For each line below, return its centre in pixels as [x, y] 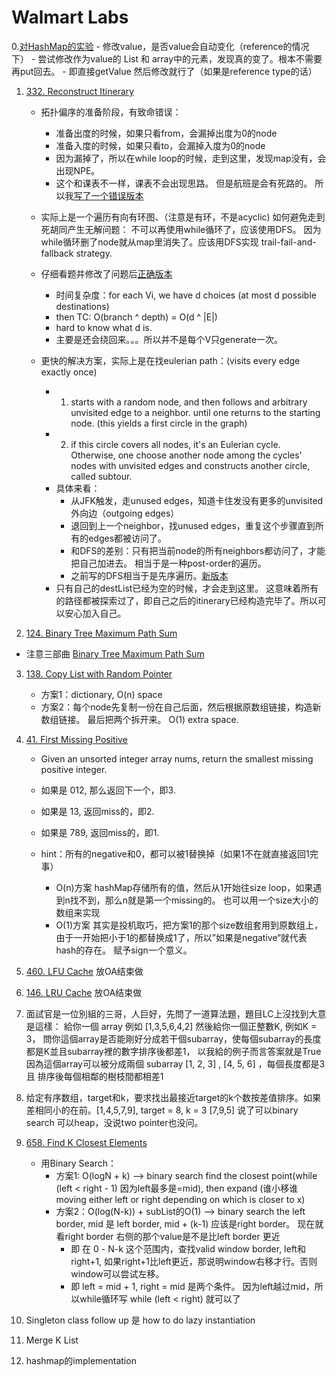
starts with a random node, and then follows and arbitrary [189, 402]
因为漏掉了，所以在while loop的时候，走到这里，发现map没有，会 [191, 158]
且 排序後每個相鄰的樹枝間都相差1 [94, 1076]
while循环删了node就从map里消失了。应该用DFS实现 [149, 242]
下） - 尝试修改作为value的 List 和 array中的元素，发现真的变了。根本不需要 [167, 58]
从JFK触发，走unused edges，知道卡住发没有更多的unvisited [197, 500]
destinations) [82, 306]
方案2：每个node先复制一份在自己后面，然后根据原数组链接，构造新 [181, 707]
